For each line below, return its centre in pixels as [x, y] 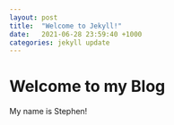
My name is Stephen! [48, 112]
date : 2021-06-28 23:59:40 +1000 [76, 34]
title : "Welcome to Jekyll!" [66, 26]
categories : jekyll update [60, 42]
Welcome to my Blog [87, 87]
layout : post [34, 17]
